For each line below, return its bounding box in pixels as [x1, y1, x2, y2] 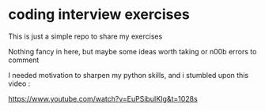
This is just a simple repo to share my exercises [8, 31, 163, 41]
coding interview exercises [8, 6, 190, 24]
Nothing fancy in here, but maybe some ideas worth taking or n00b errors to [8, 46, 257, 56]
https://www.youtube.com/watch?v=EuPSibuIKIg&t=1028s [8, 94, 198, 103]
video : [8, 79, 31, 88]
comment [8, 55, 40, 65]
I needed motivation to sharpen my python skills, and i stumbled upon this [8, 70, 249, 80]
